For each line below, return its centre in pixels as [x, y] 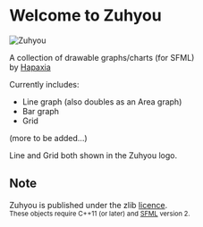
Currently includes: [44, 84]
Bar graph [41, 111]
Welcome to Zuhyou [86, 16]
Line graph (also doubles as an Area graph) [102, 101]
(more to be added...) [48, 138]
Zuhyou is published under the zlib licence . [89, 205]
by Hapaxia [30, 67]
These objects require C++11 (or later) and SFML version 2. [100, 214]
